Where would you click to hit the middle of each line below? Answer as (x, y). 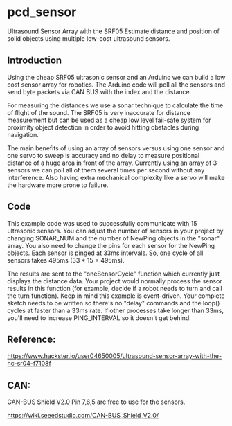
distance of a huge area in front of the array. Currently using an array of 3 (112, 163)
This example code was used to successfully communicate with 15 (102, 223)
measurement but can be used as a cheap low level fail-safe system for (109, 120)
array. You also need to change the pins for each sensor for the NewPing (111, 245)
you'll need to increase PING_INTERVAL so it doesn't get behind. (99, 318)
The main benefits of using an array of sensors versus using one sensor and (116, 148)
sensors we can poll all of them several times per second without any (106, 170)
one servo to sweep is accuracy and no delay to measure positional (103, 155)
